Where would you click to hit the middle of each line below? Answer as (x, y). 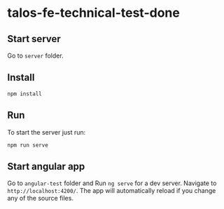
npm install (24, 94)
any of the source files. (40, 198)
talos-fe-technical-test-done (93, 13)
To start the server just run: (47, 132)
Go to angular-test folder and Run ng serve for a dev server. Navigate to (112, 183)
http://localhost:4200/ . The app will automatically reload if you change (112, 191)
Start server (34, 39)
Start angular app (46, 167)
